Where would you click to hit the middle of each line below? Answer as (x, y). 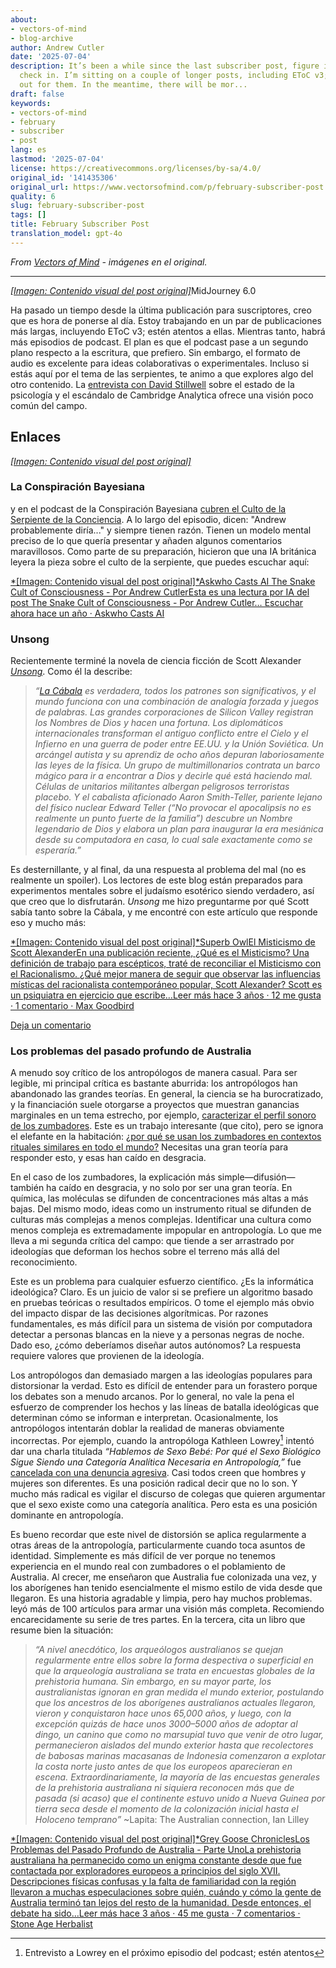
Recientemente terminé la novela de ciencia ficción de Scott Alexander (156, 661)
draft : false (37, 94)
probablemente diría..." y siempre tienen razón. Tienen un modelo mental (161, 530)
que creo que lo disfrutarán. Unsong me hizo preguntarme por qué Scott (160, 902)
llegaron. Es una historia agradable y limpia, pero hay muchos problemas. (161, 1598)
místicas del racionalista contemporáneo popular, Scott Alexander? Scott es (166, 985)
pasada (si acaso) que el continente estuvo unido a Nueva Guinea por (180, 1798)
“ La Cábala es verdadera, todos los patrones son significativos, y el (175, 691)
